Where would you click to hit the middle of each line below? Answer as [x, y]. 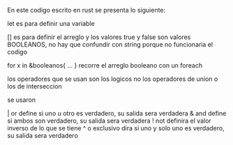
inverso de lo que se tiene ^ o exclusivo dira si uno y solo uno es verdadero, [116, 128]
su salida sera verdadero [43, 136]
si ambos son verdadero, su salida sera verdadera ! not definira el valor [109, 121]
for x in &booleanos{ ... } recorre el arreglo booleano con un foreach [105, 65]
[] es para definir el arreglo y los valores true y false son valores [99, 37]
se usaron [22, 100]
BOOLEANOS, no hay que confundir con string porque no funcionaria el [110, 44]
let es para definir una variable [51, 23]
